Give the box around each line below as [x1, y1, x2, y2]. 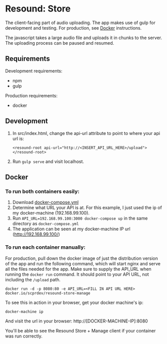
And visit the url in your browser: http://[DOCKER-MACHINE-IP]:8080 [5, 318, 148, 324]
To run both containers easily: [5, 188, 80, 195]
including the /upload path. [5, 276, 61, 282]
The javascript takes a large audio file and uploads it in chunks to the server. [5, 35, 162, 41]
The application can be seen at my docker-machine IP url [12, 226, 131, 232]
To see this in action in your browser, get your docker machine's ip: [5, 299, 143, 305]
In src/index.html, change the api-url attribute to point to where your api [12, 130, 160, 136]
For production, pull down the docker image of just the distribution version [5, 255, 158, 261]
